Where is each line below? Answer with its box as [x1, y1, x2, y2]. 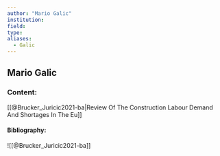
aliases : [7, 36, 32, 42]
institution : [7, 16, 45, 23]
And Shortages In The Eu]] [7, 110, 82, 118]
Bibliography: [7, 126, 47, 134]
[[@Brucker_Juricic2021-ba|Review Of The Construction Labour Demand [7, 103, 214, 112]
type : [7, 29, 23, 36]
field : [7, 23, 26, 29]
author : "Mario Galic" [7, 10, 72, 17]
